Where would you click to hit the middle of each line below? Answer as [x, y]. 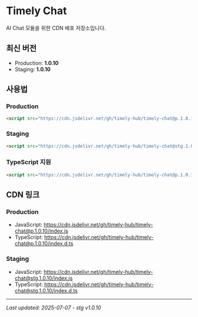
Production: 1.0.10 [37, 63]
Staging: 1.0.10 [33, 69]
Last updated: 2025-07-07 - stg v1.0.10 [54, 308]
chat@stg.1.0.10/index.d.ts [46, 290]
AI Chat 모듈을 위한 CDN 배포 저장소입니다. [56, 28]
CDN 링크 [23, 195]
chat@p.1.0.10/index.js [42, 231]
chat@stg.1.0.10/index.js [44, 278]
